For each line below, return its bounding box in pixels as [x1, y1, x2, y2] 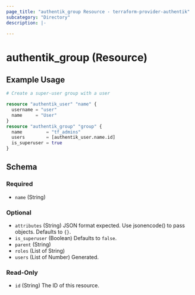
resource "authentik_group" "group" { [6, 123, 102, 129]
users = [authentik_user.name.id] [11, 135, 116, 141]
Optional [6, 208, 32, 216]
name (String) [14, 193, 46, 200]
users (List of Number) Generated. [14, 253, 99, 260]
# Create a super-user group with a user [6, 91, 111, 97]
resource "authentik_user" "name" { [6, 101, 97, 107]
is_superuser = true [11, 140, 62, 146]
